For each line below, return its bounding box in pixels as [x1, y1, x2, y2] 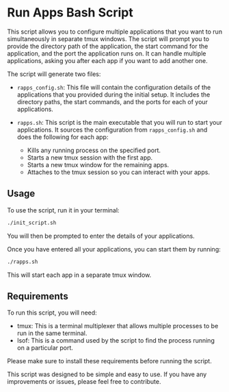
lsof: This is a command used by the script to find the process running [16, 336, 215, 345]
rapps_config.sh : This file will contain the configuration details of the [16, 83, 211, 91]
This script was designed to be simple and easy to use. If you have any [7, 370, 207, 378]
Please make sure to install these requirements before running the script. [7, 357, 212, 365]
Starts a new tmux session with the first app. [27, 153, 153, 162]
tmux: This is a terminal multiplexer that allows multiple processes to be [16, 322, 219, 330]
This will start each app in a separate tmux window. [7, 271, 152, 279]
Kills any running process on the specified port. [27, 146, 161, 154]
